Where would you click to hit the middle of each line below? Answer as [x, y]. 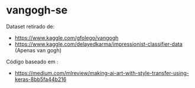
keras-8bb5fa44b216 [40, 79]
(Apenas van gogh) [38, 50]
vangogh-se [37, 10]
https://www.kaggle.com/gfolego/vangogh [66, 38]
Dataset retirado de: [30, 26]
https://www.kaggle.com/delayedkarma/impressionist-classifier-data [99, 44]
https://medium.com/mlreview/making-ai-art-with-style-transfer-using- [102, 73]
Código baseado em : [32, 62]
